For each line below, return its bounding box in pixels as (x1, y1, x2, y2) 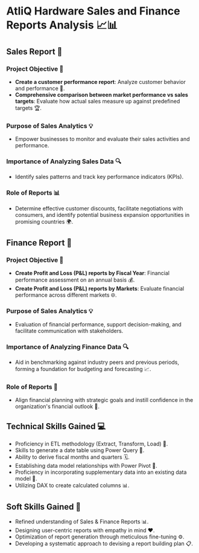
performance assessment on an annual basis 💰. (14, 276, 135, 283)
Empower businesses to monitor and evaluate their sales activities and (14, 135, 190, 143)
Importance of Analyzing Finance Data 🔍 (6, 343, 129, 351)
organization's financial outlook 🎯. (14, 403, 99, 410)
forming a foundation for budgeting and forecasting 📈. (14, 366, 151, 373)
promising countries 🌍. (14, 218, 74, 225)
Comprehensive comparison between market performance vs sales (14, 91, 189, 98)
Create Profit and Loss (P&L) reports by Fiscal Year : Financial (14, 270, 170, 277)
